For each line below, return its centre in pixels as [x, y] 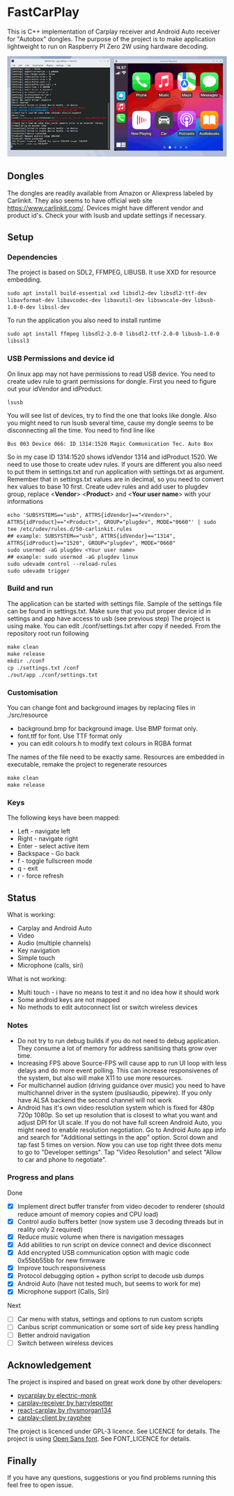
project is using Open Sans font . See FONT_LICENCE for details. [99, 1439]
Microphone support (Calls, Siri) [63, 1292]
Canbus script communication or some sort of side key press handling [118, 1327]
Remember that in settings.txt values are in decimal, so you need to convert [116, 479]
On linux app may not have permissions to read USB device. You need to [111, 374]
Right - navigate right [48, 838]
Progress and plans [41, 1177]
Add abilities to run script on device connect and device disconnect [114, 1245]
